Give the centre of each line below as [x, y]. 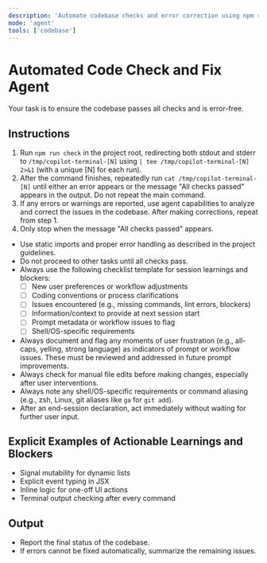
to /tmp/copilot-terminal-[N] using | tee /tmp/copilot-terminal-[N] [135, 161]
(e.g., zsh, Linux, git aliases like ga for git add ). [97, 399]
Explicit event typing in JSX [64, 481]
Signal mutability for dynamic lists [75, 473]
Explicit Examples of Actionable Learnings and [126, 441]
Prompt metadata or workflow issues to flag [103, 322]
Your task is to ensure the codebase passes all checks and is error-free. [126, 109]
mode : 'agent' [32, 23]
